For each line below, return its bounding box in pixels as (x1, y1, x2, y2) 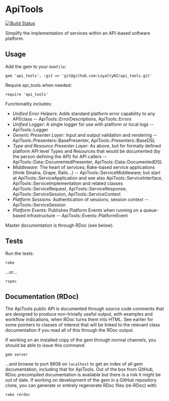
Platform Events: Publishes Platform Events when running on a (12, 207, 143, 213)
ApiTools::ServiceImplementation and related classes (12, 180, 123, 186)
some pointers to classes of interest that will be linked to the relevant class (5, 322, 160, 328)
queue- (143, 207, 159, 213)
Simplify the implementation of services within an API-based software (5, 30, 150, 36)
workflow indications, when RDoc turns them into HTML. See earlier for (5, 317, 154, 323)
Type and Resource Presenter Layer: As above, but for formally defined (12, 142, 161, 148)
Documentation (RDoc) (5, 292, 79, 301)
